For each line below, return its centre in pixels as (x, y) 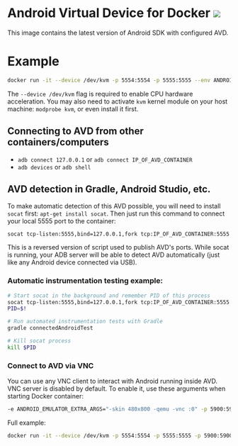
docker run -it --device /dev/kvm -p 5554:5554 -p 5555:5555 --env (109, 80)
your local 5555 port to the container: (62, 221)
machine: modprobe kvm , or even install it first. (73, 108)
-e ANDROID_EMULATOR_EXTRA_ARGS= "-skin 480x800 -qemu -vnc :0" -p (107, 409)
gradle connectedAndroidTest (50, 328)
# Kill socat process (39, 341)
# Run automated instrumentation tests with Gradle (85, 322)
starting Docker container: (45, 396)
